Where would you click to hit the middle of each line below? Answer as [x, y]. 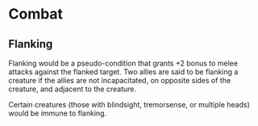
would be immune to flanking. [58, 113]
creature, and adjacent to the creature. [73, 89]
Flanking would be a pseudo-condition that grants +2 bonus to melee [123, 63]
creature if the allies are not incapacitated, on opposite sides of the [120, 80]
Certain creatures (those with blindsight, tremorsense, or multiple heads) [129, 105]
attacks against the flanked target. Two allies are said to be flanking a [123, 72]
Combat [35, 14]
